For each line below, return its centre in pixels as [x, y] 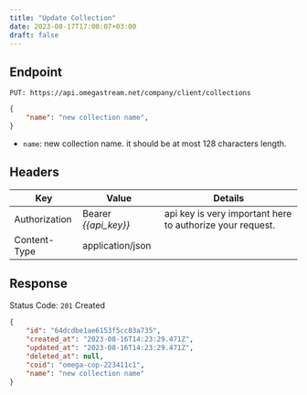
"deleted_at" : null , [65, 356]
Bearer [96, 213]
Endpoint [36, 72]
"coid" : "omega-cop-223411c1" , [85, 365]
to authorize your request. [220, 225]
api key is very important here [228, 213]
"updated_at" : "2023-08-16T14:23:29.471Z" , [110, 348]
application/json [116, 245]
